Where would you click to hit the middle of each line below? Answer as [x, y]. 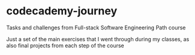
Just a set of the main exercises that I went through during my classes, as [98, 39]
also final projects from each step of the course [65, 45]
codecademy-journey [62, 11]
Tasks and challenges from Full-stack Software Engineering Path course [96, 27]
